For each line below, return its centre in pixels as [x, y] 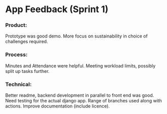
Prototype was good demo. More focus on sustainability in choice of [76, 36]
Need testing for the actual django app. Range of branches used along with [83, 101]
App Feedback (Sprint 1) [57, 9]
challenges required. [27, 42]
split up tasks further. [27, 71]
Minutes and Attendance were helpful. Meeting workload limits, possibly [80, 66]
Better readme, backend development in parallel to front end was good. [80, 95]
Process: [16, 55]
